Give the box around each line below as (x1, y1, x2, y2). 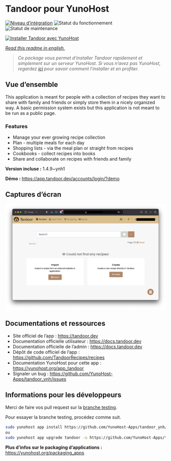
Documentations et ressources (5, 319, 106, 328)
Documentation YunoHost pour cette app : (12, 359, 102, 366)
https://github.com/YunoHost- (49, 371, 113, 377)
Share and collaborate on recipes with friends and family (12, 156, 132, 162)
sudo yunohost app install (5, 424, 63, 429)
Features (5, 122, 28, 130)
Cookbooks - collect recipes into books (12, 150, 96, 157)
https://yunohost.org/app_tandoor (12, 365, 84, 371)
